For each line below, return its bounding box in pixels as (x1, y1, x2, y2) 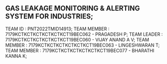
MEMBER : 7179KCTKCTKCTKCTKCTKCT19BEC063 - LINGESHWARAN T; (5, 42, 160, 48)
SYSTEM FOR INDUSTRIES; (5, 12, 93, 21)
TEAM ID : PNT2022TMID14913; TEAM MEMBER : (5, 26, 110, 32)
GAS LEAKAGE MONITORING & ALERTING (5, 4, 140, 13)
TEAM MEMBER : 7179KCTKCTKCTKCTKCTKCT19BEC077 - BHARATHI (5, 47, 155, 53)
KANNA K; (5, 53, 27, 59)
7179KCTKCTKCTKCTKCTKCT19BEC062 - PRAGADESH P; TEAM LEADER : (5, 31, 163, 37)
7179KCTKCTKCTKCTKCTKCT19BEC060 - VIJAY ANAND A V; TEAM (5, 36, 150, 42)
